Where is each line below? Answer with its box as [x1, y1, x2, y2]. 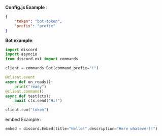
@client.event [5, 75, 36, 80]
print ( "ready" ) [14, 84, 47, 89]
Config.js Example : [5, 5, 48, 10]
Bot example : [5, 37, 34, 43]
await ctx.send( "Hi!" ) [14, 98, 62, 103]
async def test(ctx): [5, 94, 51, 99]
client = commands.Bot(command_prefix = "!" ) [5, 66, 99, 71]
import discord [5, 47, 38, 52]
